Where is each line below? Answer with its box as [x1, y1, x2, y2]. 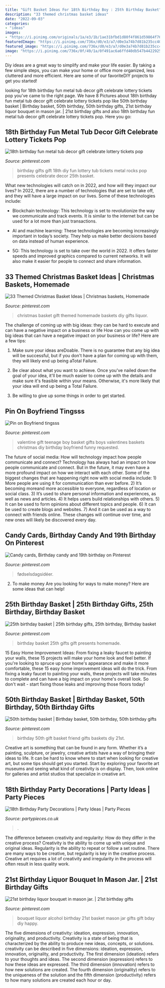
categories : [5, 21, 29, 26]
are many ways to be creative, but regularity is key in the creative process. [5, 850, 156, 856]
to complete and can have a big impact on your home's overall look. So [5, 676, 149, 682]
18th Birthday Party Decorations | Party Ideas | [5, 785, 150, 794]
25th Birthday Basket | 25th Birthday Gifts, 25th [5, 600, 154, 609]
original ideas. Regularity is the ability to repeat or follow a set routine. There [5, 845, 160, 851]
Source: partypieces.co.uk [5, 816, 59, 822]
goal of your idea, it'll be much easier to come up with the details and [12, 373, 152, 379]
